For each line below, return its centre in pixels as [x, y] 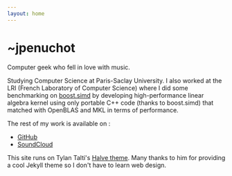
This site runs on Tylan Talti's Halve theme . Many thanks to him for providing [116, 157]
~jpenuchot [42, 47]
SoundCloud [35, 144]
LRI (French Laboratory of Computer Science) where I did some [98, 88]
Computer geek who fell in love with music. [69, 67]
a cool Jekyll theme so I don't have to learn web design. [87, 165]
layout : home [26, 14]
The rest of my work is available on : [59, 123]
